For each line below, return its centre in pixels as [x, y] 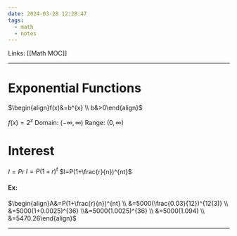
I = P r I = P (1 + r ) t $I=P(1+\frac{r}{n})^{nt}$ [70, 171]
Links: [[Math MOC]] [38, 53]
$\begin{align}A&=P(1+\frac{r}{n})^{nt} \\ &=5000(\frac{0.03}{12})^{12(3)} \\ [118, 203]
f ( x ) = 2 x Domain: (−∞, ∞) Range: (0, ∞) [66, 122]
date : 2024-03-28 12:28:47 [47, 14]
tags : [16, 20]
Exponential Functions [75, 88]
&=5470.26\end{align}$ [42, 218]
